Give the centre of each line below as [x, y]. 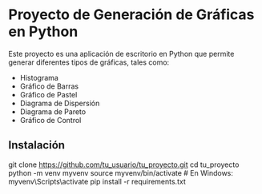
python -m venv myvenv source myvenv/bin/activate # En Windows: [121, 172]
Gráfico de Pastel [48, 94]
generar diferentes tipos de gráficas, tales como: [89, 62]
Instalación [37, 145]
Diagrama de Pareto [53, 111]
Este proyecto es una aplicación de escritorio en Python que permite [121, 53]
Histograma [39, 77]
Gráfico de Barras [49, 86]
